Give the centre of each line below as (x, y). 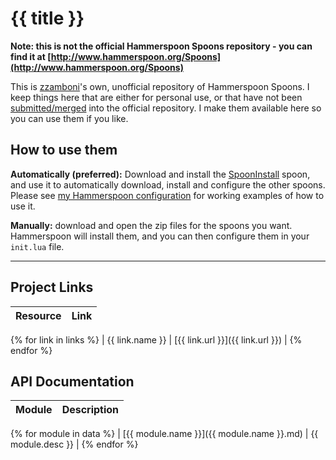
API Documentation (72, 381)
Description (90, 410)
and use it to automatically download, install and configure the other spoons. (168, 184)
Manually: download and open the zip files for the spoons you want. (151, 225)
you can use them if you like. (69, 118)
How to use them (64, 150)
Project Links (52, 287)
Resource (38, 315)
